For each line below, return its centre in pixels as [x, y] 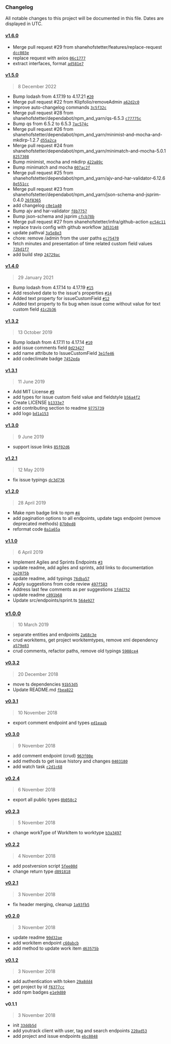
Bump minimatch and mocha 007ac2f [51, 167]
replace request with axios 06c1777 [49, 58]
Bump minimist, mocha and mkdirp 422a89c [58, 162]
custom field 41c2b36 [34, 309]
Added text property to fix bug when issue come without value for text [87, 304]
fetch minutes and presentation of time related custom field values [82, 243]
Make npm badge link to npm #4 [46, 513]
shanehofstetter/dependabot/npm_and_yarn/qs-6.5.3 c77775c [77, 118]
